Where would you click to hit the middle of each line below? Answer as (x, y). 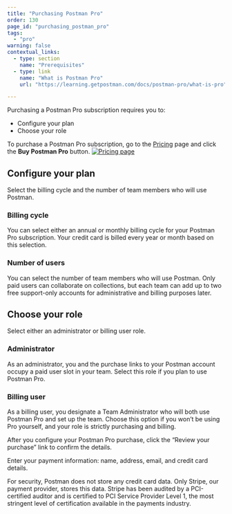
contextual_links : (33, 53)
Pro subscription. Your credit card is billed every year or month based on (110, 238)
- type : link (32, 71)
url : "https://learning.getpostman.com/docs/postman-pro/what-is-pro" (123, 84)
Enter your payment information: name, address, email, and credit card (108, 461)
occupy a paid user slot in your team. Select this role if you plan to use (107, 371)
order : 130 (23, 20)
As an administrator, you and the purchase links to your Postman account (111, 364)
